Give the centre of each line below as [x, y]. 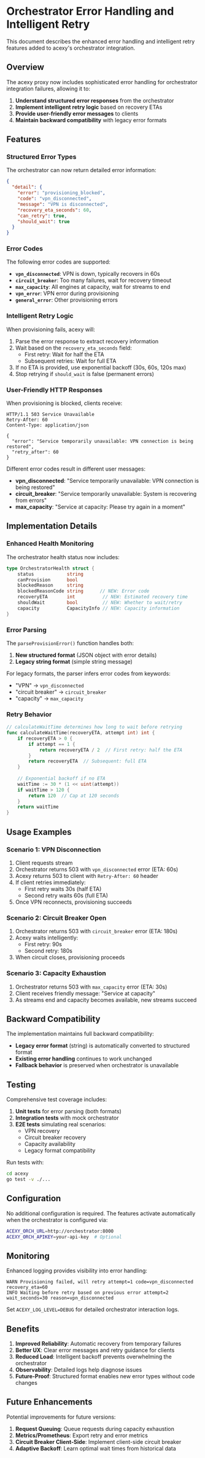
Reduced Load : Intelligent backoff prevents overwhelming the [93, 1357]
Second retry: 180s [48, 951]
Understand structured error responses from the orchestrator [95, 100]
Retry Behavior [29, 714]
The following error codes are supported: [58, 262]
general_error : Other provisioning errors [67, 300]
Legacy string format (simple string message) [74, 661]
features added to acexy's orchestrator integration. [71, 48]
